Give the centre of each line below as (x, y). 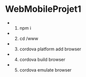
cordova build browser (42, 59)
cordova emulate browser (45, 70)
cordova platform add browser (50, 49)
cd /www (29, 38)
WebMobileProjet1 (43, 9)
